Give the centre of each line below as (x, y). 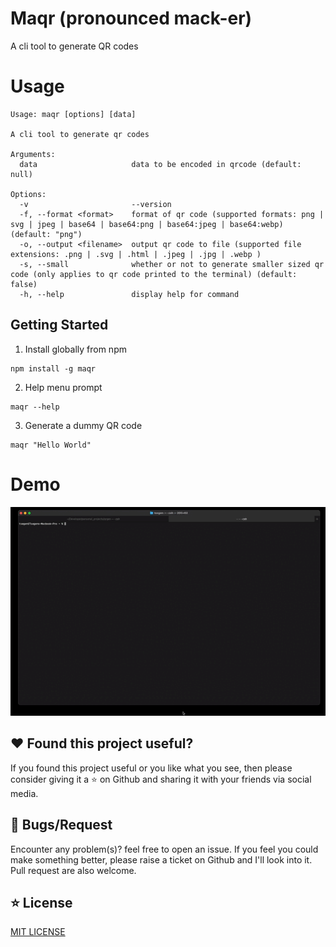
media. (24, 793)
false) (24, 284)
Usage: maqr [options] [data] (73, 114)
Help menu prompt (63, 387)
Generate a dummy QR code (83, 425)
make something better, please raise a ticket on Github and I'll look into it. (161, 859)
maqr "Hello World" (51, 445)
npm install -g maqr (53, 368)
